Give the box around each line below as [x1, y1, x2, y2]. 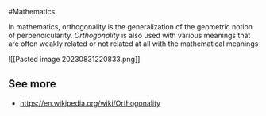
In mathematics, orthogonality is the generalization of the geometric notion [8, 22, 253, 31]
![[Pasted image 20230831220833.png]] [8, 55, 141, 64]
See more [8, 77, 57, 91]
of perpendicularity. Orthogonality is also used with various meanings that [8, 31, 251, 40]
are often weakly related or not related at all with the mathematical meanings [8, 39, 259, 48]
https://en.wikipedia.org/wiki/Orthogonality [19, 99, 161, 108]
